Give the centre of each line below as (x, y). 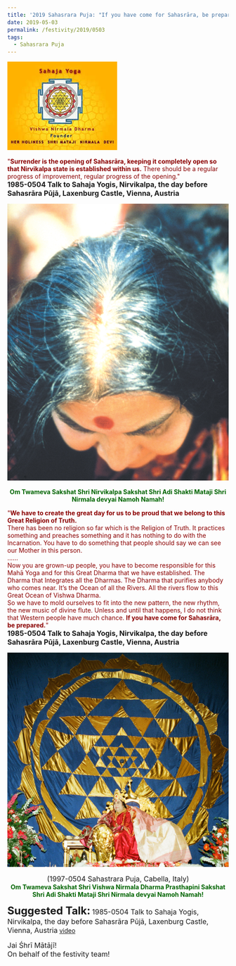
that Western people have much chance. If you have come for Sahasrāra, (114, 618)
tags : (15, 37)
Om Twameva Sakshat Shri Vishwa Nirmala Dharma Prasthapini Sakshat (118, 887)
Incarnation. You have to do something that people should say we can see (114, 543)
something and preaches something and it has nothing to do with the (107, 536)
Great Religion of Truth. (42, 520)
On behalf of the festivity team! (59, 954)
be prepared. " (28, 625)
